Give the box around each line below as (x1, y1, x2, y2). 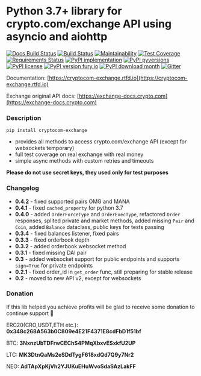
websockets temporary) (14, 145, 75, 152)
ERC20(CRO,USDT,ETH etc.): (6, 321, 78, 328)
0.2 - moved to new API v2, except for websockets (14, 274, 141, 281)
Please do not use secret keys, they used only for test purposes (6, 169, 169, 176)
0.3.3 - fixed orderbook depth (14, 236, 90, 243)
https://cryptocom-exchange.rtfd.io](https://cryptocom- (49, 74, 188, 81)
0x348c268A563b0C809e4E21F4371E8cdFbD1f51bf (6, 327, 141, 335)
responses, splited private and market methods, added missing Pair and (14, 217, 194, 224)
